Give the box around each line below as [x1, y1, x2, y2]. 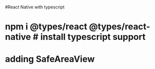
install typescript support [40, 32, 146, 43]
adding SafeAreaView [5, 53, 95, 65]
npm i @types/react [5, 21, 88, 32]
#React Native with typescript [5, 4, 65, 10]
